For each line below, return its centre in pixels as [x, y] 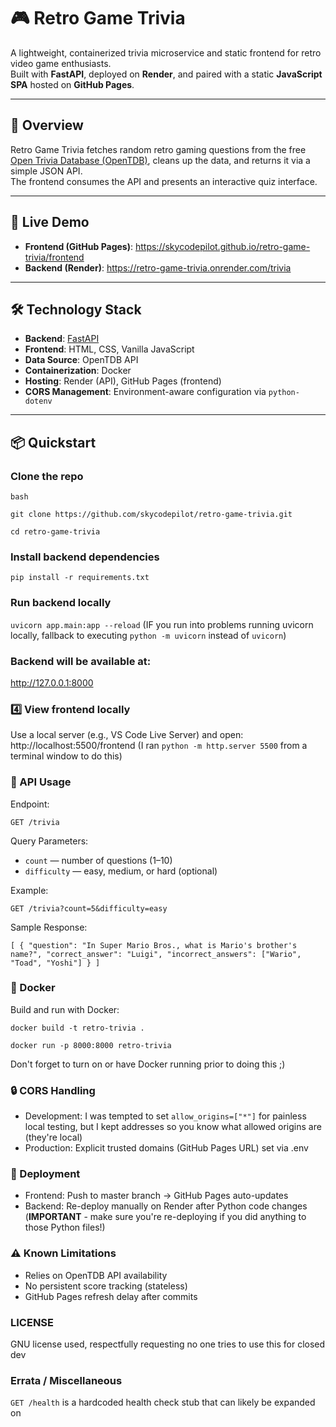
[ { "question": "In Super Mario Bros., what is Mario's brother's [154, 945]
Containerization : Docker [78, 371]
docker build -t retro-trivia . [77, 1028]
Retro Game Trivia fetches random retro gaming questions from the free [158, 149]
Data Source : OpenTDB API [81, 360]
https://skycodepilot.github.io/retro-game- [222, 246]
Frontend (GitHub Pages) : [79, 246]
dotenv [38, 401]
